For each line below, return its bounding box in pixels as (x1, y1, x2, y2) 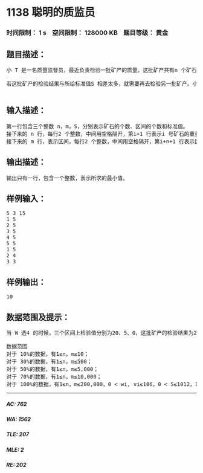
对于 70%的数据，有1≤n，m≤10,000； (6, 373, 102, 380)
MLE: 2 (6, 446, 24, 453)
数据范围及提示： (6, 312, 70, 322)
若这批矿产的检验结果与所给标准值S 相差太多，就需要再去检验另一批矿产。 (6, 80, 193, 87)
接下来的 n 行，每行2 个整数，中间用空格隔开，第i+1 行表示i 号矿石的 (6, 130, 190, 137)
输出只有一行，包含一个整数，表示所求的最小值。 (6, 175, 128, 181)
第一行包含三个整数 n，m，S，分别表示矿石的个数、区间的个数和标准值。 (6, 123, 188, 130)
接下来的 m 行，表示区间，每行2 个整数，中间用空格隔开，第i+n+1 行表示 (6, 138, 195, 145)
